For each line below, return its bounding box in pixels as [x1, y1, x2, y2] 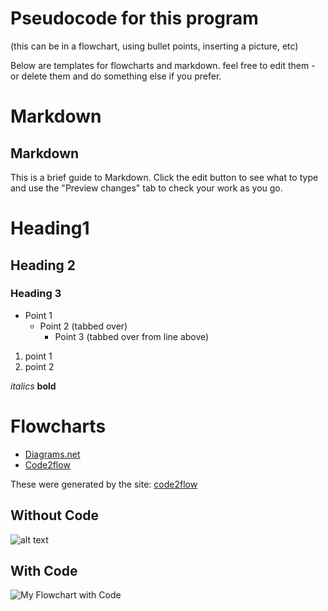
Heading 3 [10, 287, 62, 301]
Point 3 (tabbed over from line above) [54, 330, 210, 342]
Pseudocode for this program [10, 7, 259, 30]
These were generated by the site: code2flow [10, 478, 198, 490]
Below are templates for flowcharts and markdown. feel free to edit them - [10, 59, 316, 71]
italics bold [10, 380, 57, 392]
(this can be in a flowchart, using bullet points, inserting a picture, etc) [10, 40, 299, 52]
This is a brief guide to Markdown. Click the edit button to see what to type [10, 171, 319, 183]
